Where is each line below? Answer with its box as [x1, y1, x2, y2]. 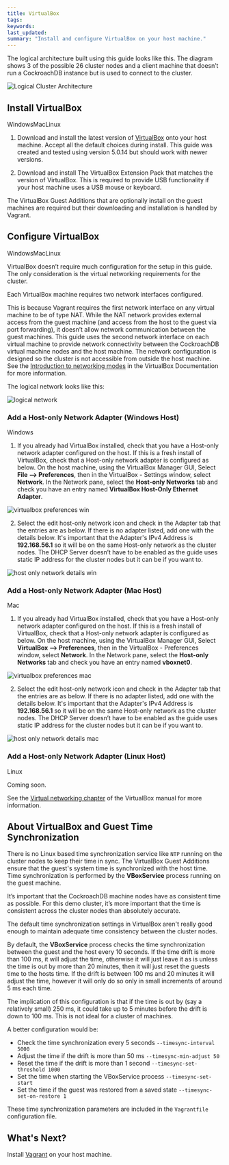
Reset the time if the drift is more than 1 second [16, 1059, 150, 1068]
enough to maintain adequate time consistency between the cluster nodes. [7, 927, 217, 935]
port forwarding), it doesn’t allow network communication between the [7, 325, 206, 333]
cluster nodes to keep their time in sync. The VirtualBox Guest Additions [7, 857, 210, 866]
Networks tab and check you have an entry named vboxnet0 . [16, 659, 193, 667]
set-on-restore [16, 1093, 61, 1100]
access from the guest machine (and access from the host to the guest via [7, 318, 217, 326]
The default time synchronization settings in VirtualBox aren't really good [7, 920, 213, 929]
